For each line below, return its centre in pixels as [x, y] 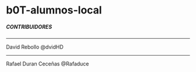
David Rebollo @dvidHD [35, 47]
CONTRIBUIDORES [29, 26]
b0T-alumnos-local [54, 10]
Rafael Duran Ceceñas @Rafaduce [48, 64]
